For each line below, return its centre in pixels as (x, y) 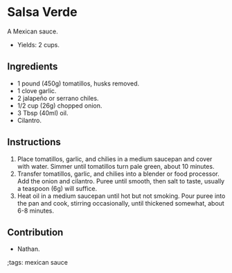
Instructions (34, 142)
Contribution (35, 232)
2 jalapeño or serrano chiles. (58, 98)
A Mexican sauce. (33, 31)
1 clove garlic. (37, 90)
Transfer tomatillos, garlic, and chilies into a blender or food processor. (118, 174)
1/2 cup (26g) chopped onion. (60, 106)
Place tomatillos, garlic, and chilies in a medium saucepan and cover (115, 159)
